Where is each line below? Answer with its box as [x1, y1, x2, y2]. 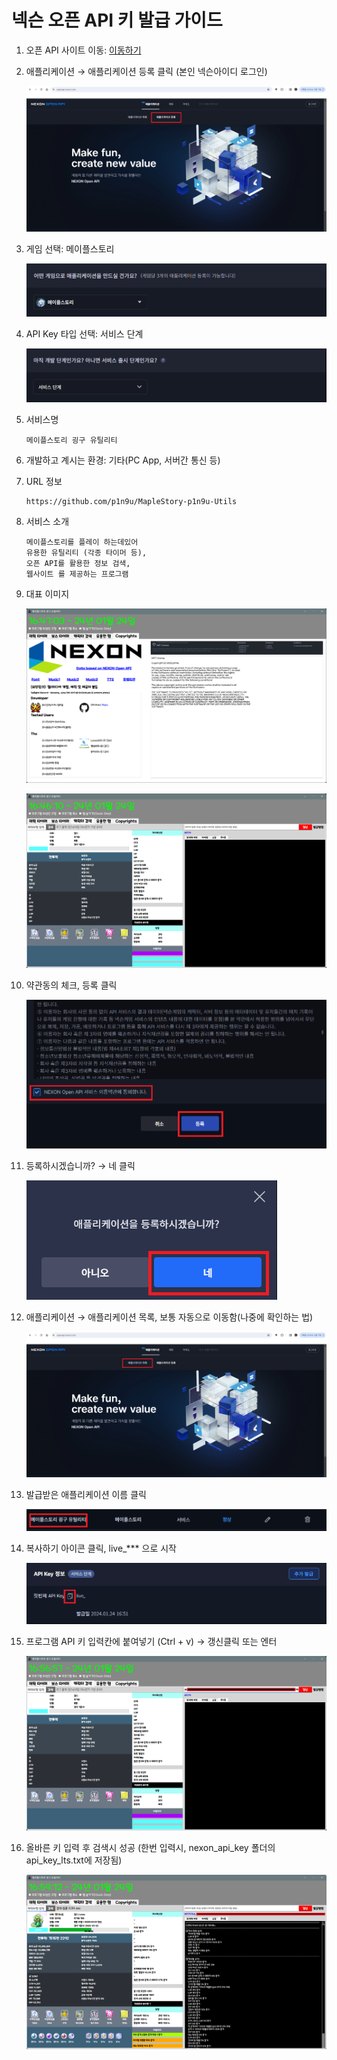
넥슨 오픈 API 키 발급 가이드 [11, 9, 223, 32]
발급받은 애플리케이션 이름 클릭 [25, 1488, 147, 1500]
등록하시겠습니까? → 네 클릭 [25, 1159, 136, 1171]
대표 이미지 [25, 587, 70, 600]
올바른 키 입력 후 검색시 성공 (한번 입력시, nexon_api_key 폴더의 [25, 1842, 276, 1854]
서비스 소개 [25, 515, 70, 527]
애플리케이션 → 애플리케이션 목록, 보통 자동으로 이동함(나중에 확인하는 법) [25, 1311, 314, 1323]
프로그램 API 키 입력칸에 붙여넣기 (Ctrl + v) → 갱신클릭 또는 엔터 [25, 1636, 278, 1648]
